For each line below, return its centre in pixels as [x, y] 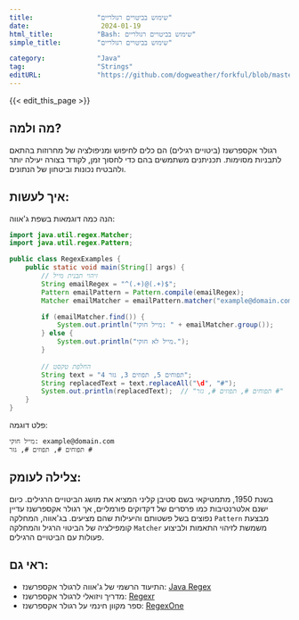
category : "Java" [65, 59]
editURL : [25, 75]
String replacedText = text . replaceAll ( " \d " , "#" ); [139, 383]
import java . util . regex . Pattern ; [71, 243]
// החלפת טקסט [66, 367]
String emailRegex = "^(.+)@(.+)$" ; [109, 284]
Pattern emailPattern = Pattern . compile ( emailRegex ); [143, 292]
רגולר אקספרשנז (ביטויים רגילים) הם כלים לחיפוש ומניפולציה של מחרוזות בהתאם [143, 150]
